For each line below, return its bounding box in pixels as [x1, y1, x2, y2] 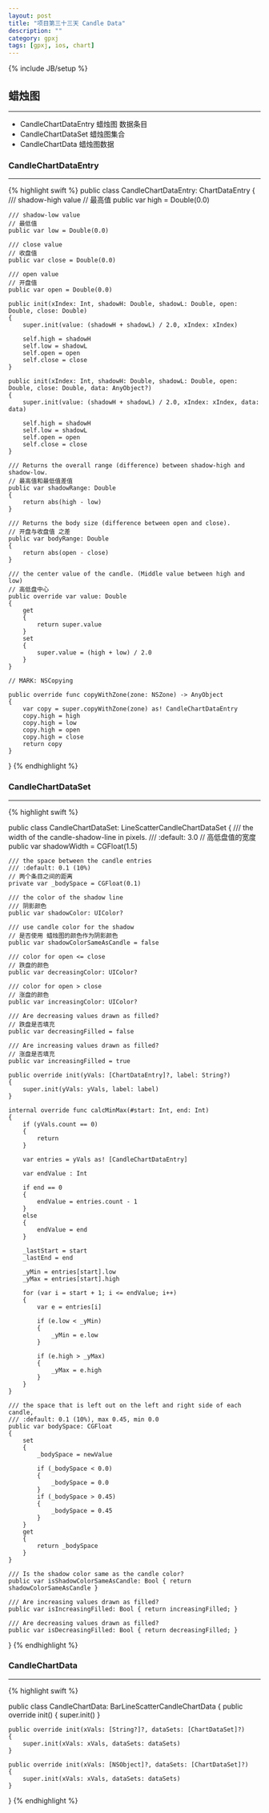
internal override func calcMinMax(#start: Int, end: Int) [8, 1106, 210, 1114]
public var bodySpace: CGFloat [8, 1422, 113, 1430]
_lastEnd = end [22, 1253, 74, 1261]
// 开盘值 [8, 279, 38, 287]
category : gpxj [8, 34, 59, 43]
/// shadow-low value [8, 211, 81, 219]
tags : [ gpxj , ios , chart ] [8, 42, 94, 50]
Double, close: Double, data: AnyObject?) [8, 385, 152, 393]
